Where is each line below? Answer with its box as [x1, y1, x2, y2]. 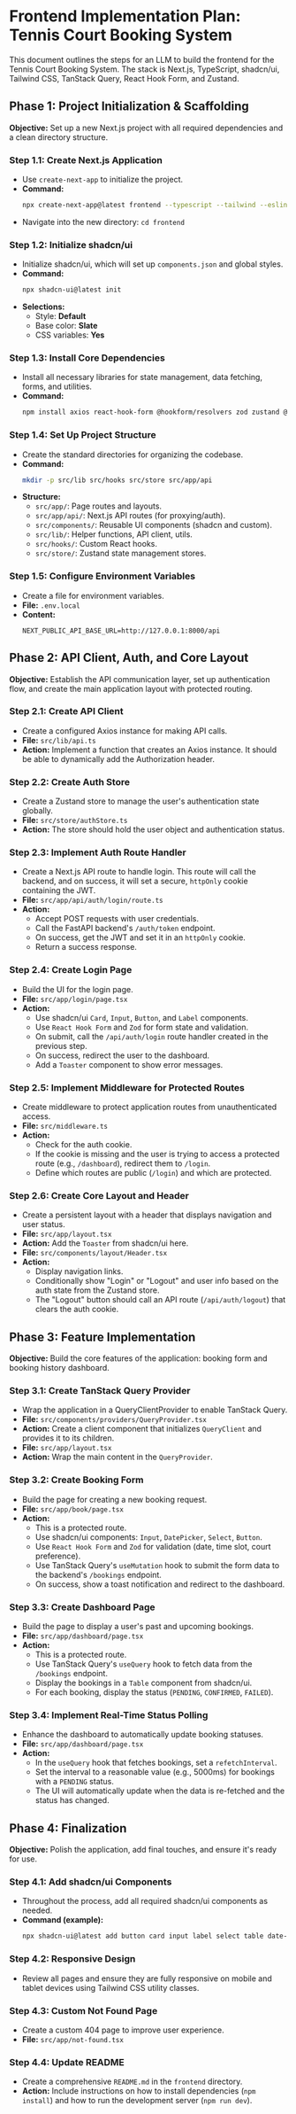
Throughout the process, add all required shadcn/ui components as [21, 1896, 268, 1907]
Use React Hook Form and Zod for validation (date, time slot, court [34, 1541, 271, 1551]
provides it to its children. [21, 1433, 115, 1443]
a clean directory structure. [9, 131, 109, 143]
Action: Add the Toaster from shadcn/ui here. [21, 1238, 189, 1248]
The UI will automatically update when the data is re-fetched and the [34, 1785, 285, 1796]
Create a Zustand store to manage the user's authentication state [21, 796, 260, 807]
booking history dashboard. [9, 1363, 110, 1373]
